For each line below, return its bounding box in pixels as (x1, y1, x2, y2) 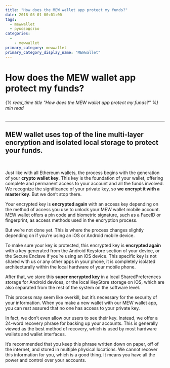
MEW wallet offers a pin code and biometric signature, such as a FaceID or (5, 212, 161, 218)
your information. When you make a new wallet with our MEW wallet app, (5, 299, 158, 306)
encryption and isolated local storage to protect (5, 138, 158, 147)
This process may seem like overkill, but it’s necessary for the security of (5, 294, 157, 300)
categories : (5, 31, 30, 36)
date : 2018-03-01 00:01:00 (5, 12, 62, 17)
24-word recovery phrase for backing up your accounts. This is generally (5, 320, 158, 326)
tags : (5, 17, 17, 22)
